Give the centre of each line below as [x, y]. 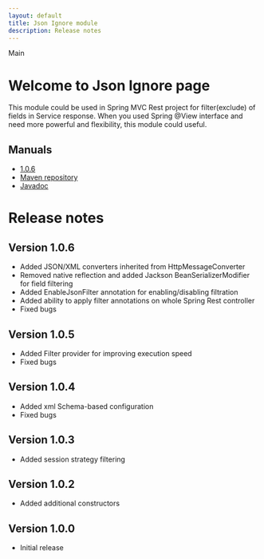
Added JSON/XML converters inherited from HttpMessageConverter [132, 267]
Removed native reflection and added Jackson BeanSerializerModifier [134, 276]
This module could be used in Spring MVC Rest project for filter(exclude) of [132, 108]
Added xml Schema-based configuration [87, 406]
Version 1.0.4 [42, 387]
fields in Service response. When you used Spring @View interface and [126, 116]
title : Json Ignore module [53, 23]
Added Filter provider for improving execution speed [106, 353]
